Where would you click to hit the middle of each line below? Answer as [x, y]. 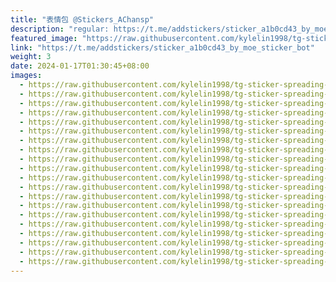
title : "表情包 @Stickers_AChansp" [82, 19]
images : [26, 76]
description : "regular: [60, 29]
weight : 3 [31, 57]
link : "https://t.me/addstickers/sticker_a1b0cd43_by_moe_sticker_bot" [162, 47]
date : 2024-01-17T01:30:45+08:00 [80, 66]
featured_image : [44, 38]
